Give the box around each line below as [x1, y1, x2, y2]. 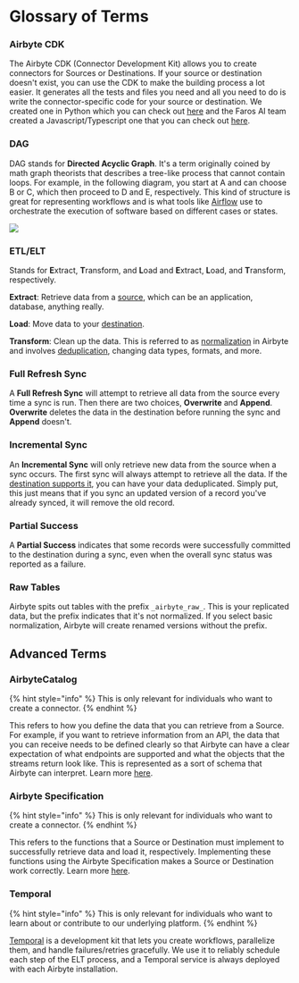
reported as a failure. [9, 559, 87, 569]
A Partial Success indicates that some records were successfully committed [9, 539, 291, 550]
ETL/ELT [9, 244, 46, 256]
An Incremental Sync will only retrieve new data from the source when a [9, 458, 277, 470]
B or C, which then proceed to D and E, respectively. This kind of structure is [9, 186, 291, 197]
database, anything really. [9, 301, 104, 312]
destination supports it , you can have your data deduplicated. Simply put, [9, 478, 278, 489]
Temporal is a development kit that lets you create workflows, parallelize [9, 935, 275, 945]
